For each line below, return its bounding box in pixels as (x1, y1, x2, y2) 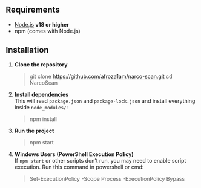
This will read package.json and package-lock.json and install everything (14, 97, 196, 105)
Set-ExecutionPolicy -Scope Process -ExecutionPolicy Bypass (29, 175, 185, 182)
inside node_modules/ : (14, 103, 68, 111)
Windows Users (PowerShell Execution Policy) (14, 151, 134, 158)
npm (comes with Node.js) (14, 27, 81, 34)
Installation (5, 45, 49, 55)
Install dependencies (14, 91, 69, 98)
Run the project (14, 127, 54, 134)
